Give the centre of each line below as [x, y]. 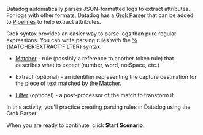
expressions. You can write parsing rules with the [69, 40]
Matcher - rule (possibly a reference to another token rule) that [94, 58]
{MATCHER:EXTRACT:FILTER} [44, 46]
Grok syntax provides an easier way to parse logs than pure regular [91, 34]
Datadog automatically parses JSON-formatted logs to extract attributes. [98, 9]
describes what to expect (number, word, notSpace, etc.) [87, 65]
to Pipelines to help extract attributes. [54, 22]
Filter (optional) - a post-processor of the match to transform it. [95, 95]
